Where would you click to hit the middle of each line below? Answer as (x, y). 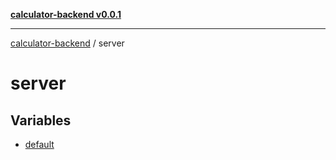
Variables (41, 120)
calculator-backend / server (67, 43)
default (39, 144)
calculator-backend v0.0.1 (66, 14)
